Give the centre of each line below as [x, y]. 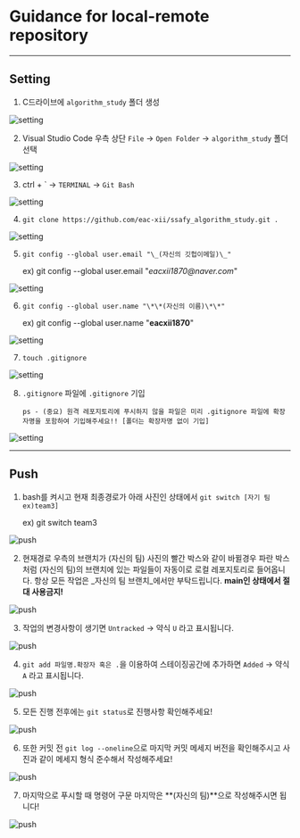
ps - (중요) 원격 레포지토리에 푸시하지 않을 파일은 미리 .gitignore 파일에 [146, 411]
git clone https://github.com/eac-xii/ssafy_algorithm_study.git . [150, 220]
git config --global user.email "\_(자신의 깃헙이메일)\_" [127, 254]
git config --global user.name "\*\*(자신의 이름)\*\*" [124, 306]
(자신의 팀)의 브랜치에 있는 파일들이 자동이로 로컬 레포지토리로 [147, 569]
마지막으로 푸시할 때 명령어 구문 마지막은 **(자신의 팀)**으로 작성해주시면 [150, 795]
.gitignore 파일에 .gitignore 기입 [83, 393]
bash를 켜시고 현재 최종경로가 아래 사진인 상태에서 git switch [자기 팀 [146, 496]
